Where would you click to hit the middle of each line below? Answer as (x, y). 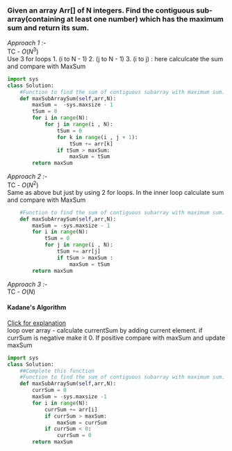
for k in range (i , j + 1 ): (97, 137)
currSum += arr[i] (71, 409)
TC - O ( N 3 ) (23, 51)
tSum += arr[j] (78, 252)
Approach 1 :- (27, 43)
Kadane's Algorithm (37, 308)
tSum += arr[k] (91, 144)
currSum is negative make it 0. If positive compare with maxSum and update (116, 338)
